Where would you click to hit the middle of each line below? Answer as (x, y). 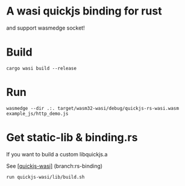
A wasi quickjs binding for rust (84, 11)
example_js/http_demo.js (37, 114)
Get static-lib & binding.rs (72, 138)
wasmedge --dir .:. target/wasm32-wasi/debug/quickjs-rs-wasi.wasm (93, 108)
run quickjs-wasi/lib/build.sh (45, 177)
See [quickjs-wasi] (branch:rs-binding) (55, 166)
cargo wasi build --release (42, 68)
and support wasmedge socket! (46, 28)
